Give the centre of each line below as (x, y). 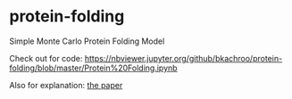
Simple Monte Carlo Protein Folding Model (87, 41)
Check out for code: (46, 58)
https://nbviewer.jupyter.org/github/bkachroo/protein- (184, 58)
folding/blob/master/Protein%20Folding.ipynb (93, 68)
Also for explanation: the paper (66, 85)
